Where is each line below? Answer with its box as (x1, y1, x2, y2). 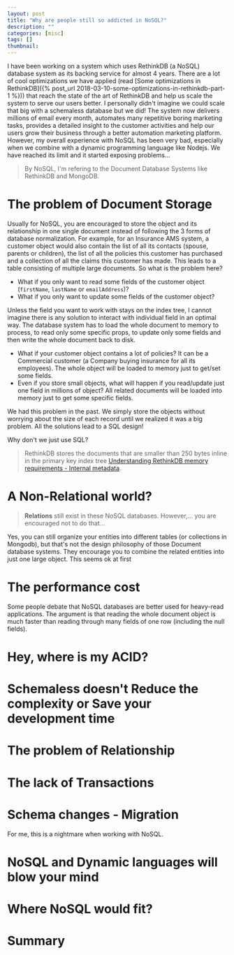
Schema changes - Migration (7, 806, 180, 822)
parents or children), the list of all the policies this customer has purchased (7, 249, 223, 257)
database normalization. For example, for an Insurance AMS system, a (7, 234, 210, 242)
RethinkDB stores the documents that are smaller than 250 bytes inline (24, 449, 228, 458)
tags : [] (7, 36, 33, 43)
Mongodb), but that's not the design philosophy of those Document (7, 539, 201, 548)
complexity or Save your (7, 696, 152, 712)
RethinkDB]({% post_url (7, 85, 75, 92)
